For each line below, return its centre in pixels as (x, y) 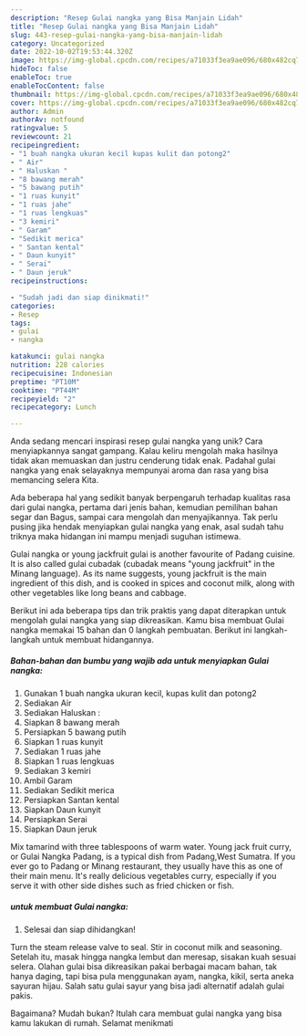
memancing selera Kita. (55, 480)
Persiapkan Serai (55, 820)
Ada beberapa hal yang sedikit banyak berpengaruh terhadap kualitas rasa (150, 497)
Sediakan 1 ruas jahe (62, 752)
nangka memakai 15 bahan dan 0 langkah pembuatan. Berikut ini (132, 630)
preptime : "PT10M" (45, 382)
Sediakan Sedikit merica (69, 790)
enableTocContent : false (57, 86)
